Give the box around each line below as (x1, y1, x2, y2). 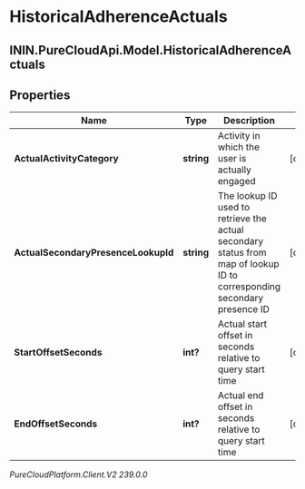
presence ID (217, 303, 270, 316)
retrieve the (217, 212, 267, 225)
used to (217, 201, 251, 214)
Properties (9, 87, 71, 103)
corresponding (217, 280, 281, 293)
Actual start (217, 318, 268, 330)
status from (217, 247, 267, 259)
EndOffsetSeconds (14, 417, 98, 430)
